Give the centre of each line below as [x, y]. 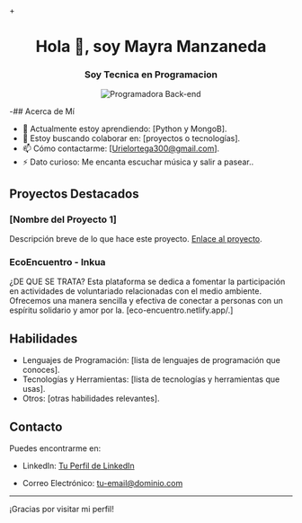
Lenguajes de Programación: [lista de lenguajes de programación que [151, 360]
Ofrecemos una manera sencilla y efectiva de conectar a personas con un [146, 301]
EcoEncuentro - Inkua [58, 262]
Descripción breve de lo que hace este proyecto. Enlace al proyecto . [136, 239]
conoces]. [41, 370]
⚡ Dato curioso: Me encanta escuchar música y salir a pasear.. [138, 162]
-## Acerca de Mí [42, 111]
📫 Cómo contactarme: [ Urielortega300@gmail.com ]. [121, 148]
